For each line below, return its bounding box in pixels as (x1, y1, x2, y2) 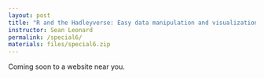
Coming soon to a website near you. (8, 62, 126, 71)
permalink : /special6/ (8, 33, 82, 41)
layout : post (8, 11, 51, 20)
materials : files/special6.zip (8, 41, 111, 48)
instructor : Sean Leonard (8, 26, 93, 34)
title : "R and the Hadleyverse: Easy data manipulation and (8, 19, 210, 27)
